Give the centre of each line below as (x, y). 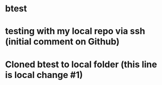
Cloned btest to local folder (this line (81, 64)
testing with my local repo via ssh (75, 31)
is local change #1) (44, 75)
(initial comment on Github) (62, 42)
